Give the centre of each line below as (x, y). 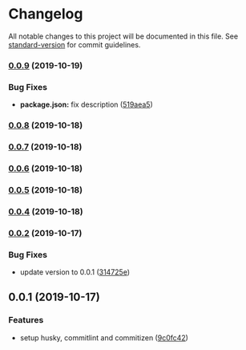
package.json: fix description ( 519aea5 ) (87, 104)
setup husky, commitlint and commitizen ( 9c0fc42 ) (104, 337)
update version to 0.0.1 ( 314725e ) (75, 272)
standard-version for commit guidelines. (75, 44)
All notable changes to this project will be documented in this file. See (123, 36)
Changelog (46, 14)
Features (26, 320)
